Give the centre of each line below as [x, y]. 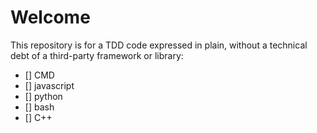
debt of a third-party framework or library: [97, 55]
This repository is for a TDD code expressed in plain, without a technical [159, 45]
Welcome [50, 17]
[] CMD [39, 75]
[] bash [39, 107]
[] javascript [49, 85]
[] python [43, 96]
